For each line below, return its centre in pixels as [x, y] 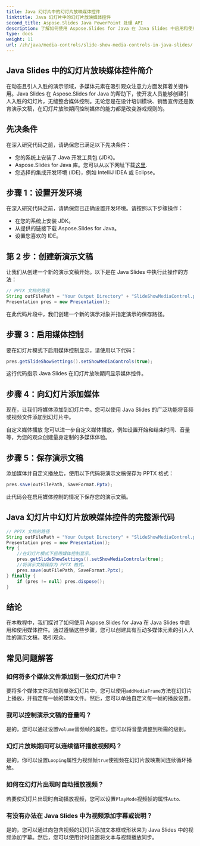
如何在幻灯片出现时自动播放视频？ [55, 785]
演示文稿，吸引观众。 [43, 637]
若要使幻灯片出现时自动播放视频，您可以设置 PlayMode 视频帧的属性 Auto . [93, 799]
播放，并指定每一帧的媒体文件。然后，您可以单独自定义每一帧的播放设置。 [102, 698]
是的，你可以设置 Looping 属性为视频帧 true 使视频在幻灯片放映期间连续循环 [96, 760]
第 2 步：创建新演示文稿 [50, 256]
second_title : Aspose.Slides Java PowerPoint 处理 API [75, 23]
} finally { [21, 576]
